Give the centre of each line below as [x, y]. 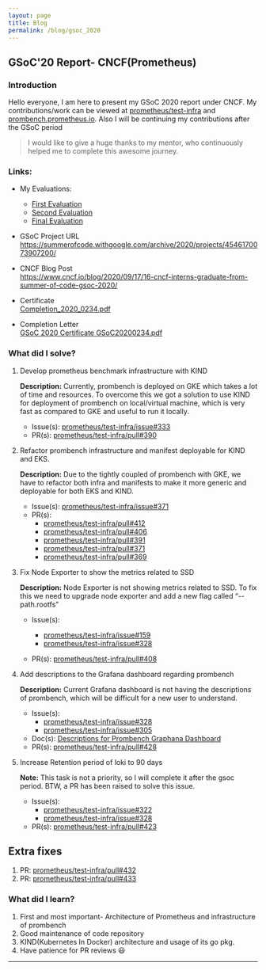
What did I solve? [42, 353]
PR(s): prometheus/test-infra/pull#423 [94, 826]
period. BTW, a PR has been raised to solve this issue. [107, 786]
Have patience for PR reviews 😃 [72, 950]
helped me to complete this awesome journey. [103, 151]
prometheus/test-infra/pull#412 [94, 523]
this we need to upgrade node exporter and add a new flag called [126, 595]
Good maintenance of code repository [82, 933]
